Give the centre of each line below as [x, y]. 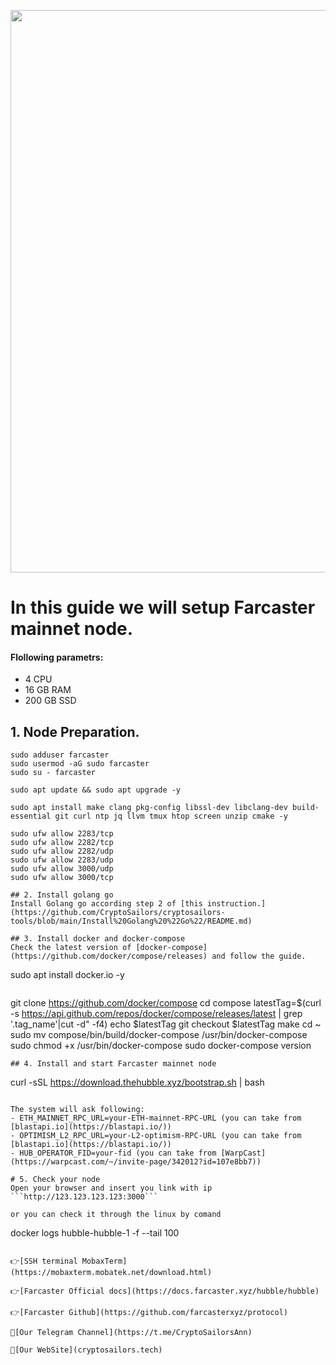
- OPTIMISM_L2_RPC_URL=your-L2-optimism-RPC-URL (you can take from [156, 1136]
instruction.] [236, 904]
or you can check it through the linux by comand [116, 1215]
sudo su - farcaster [53, 773]
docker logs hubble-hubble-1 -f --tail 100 [95, 1233]
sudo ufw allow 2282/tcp [62, 843]
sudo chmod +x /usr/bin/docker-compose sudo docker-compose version [161, 1046]
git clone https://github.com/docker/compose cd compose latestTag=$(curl [166, 1003]
